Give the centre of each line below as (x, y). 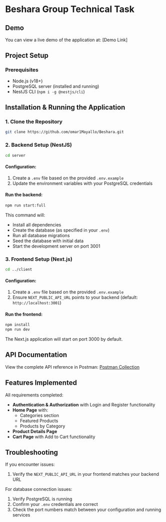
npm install (17, 325)
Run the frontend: (24, 314)
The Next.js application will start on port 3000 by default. (64, 339)
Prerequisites (22, 70)
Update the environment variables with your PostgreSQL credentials (82, 183)
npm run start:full (25, 205)
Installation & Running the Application (65, 107)
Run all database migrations (41, 235)
